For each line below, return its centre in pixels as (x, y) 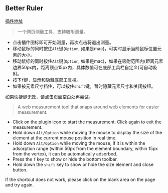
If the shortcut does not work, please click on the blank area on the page (80, 179)
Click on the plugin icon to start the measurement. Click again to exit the (87, 122)
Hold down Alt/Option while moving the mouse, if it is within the (79, 143)
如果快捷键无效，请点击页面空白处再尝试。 (49, 97)
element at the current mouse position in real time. (64, 138)
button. (20, 169)
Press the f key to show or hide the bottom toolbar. (65, 159)
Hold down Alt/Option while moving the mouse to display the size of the (87, 132)
